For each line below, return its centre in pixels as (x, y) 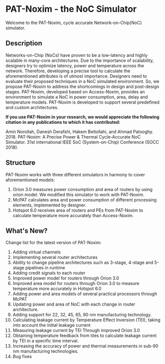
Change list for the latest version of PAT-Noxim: (54, 243)
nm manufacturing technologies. (46, 351)
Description (24, 43)
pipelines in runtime (45, 268)
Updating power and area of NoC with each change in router (74, 304)
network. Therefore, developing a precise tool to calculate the (68, 71)
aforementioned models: (30, 180)
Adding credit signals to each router (49, 273)
